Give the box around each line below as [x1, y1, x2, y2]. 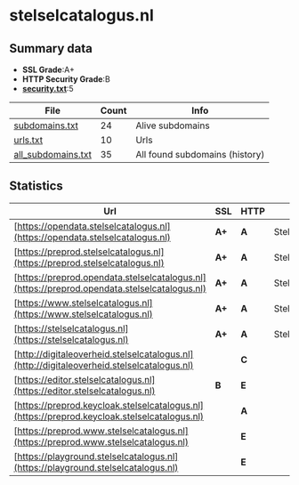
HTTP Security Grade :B [21, 74, 111, 85]
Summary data [9, 41, 93, 56]
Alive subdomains [135, 119, 211, 132]
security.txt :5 [21, 84, 74, 93]
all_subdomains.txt [13, 149, 92, 160]
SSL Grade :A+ [21, 64, 76, 75]
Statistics [9, 179, 64, 194]
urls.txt [13, 134, 43, 146]
